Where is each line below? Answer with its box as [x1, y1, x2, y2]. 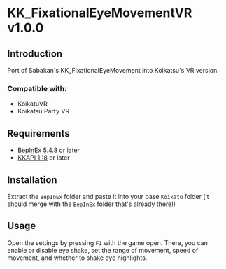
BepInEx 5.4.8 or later [17, 146, 80, 155]
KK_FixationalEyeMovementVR [7, 5, 192, 21]
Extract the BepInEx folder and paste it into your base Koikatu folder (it [7, 192, 209, 200]
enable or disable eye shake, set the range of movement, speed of [7, 246, 199, 254]
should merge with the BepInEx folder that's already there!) [7, 200, 176, 208]
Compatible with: [7, 83, 67, 93]
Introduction [7, 48, 63, 60]
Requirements [7, 127, 70, 139]
